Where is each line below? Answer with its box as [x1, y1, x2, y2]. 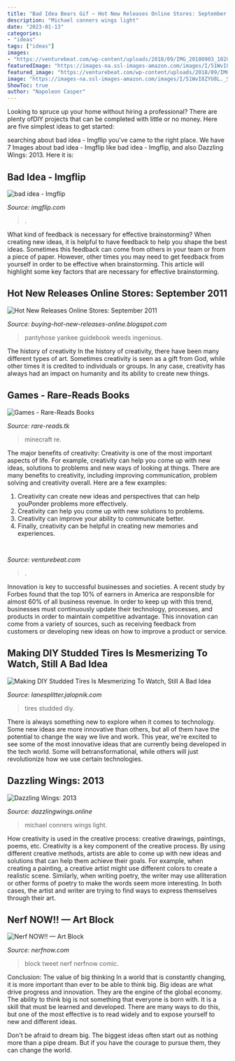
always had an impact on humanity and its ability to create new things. [7, 369, 210, 378]
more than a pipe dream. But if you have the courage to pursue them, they [7, 1039, 221, 1047]
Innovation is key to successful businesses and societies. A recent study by [7, 582, 225, 591]
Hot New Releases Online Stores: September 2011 [7, 287, 227, 299]
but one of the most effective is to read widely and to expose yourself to [7, 1010, 215, 1018]
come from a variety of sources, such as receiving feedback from [7, 620, 197, 628]
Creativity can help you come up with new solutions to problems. [17, 506, 205, 515]
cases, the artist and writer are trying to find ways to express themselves [7, 886, 218, 895]
